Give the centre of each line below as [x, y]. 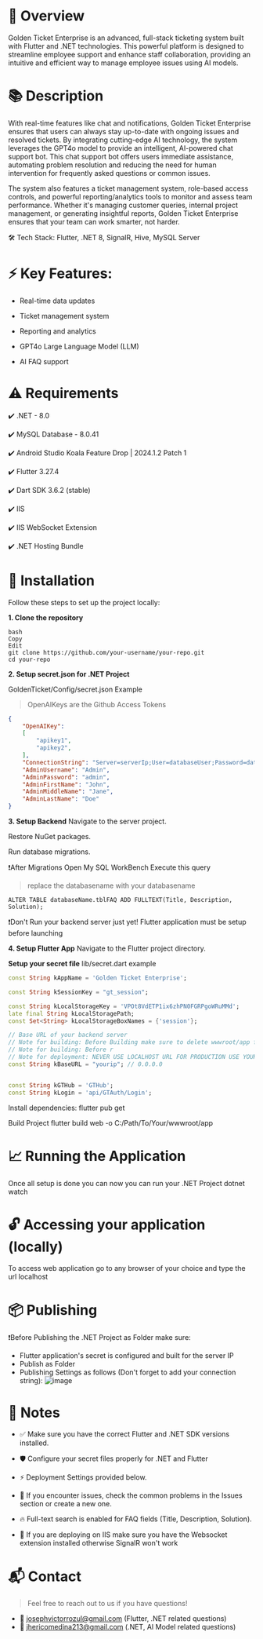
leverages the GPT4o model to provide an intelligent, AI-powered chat [121, 148]
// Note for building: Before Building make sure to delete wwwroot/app [129, 1042]
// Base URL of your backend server [68, 1035]
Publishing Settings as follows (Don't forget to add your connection [128, 1372]
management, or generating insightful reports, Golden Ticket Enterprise [123, 213]
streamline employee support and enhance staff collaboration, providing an [130, 54]
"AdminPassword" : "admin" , [66, 777]
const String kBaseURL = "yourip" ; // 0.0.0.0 [85, 1064]
